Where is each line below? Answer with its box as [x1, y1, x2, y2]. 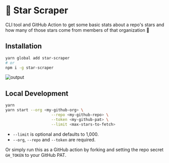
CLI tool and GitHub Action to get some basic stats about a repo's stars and [5, 22, 165, 28]
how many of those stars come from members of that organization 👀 [5, 27, 150, 33]
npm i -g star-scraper [5, 65, 54, 70]
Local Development [5, 89, 69, 98]
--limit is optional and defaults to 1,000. [12, 131, 99, 137]
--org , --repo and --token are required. [12, 136, 96, 142]
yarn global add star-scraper [5, 55, 70, 60]
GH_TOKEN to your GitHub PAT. [5, 152, 67, 158]
